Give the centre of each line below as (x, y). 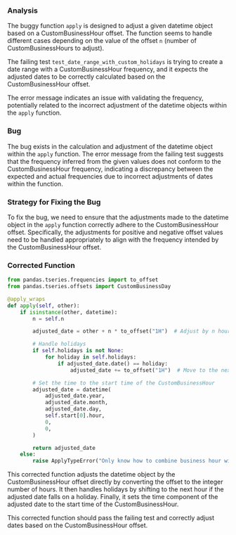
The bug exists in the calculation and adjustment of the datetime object (110, 146)
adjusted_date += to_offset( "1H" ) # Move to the (144, 370)
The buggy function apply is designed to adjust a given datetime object (110, 26)
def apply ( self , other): (44, 305)
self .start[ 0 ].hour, (75, 416)
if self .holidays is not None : (78, 351)
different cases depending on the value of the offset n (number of (102, 41)
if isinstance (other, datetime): (69, 312)
